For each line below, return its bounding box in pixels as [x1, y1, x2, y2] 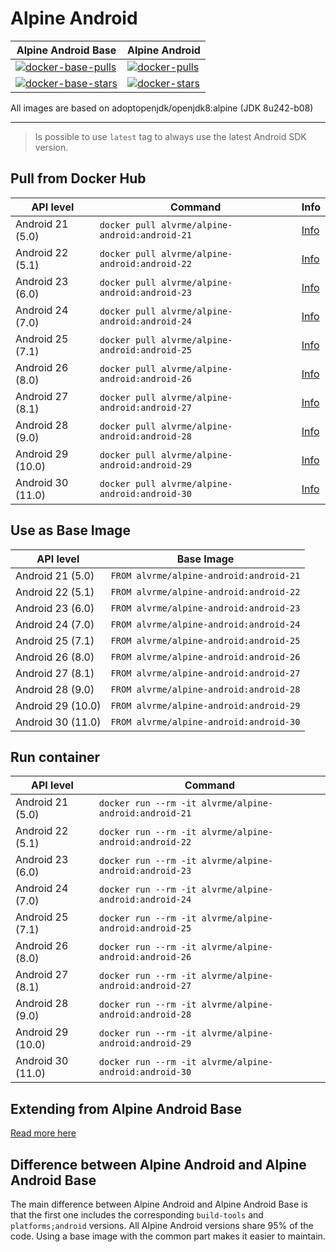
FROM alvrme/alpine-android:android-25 [110, 635, 301, 646]
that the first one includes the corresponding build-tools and [10, 1209, 264, 1221]
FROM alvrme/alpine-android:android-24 [110, 618, 301, 630]
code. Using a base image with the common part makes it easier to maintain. [10, 1230, 326, 1242]
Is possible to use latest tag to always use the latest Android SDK [34, 130, 307, 142]
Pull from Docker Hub [10, 170, 147, 187]
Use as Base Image [10, 522, 131, 539]
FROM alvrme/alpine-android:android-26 [110, 651, 301, 662]
